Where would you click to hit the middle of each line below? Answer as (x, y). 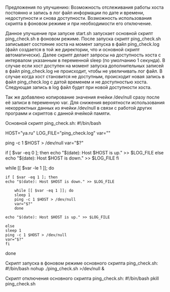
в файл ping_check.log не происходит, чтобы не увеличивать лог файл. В (84, 71)
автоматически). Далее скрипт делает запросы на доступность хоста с (83, 55)
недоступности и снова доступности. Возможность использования (79, 18)
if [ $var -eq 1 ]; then (31, 177)
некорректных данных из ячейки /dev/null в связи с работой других (79, 108)
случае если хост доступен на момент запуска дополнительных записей (84, 66)
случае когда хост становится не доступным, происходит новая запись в (85, 76)
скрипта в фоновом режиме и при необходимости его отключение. (79, 23)
